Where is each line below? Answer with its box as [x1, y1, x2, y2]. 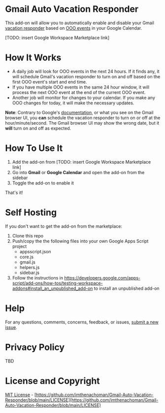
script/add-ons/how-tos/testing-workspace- [12, 280, 103, 286]
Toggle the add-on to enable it [12, 180, 74, 186]
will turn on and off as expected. [5, 125, 71, 131]
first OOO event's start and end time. [12, 79, 87, 85]
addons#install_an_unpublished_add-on [12, 285, 93, 291]
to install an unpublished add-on [94, 285, 160, 291]
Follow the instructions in [12, 275, 63, 280]
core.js [19, 254, 33, 260]
